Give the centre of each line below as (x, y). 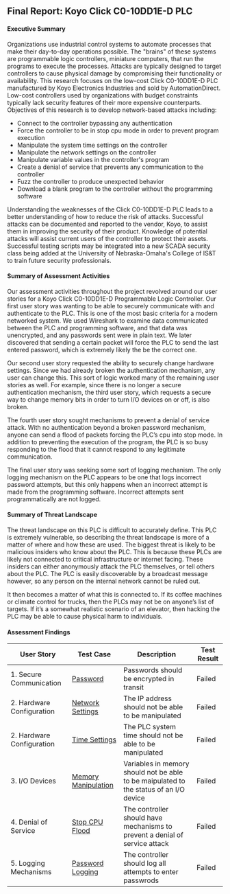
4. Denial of (29, 822)
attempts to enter (151, 872)
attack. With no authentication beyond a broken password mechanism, (107, 427)
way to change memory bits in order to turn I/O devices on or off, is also (108, 399)
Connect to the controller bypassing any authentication (94, 123)
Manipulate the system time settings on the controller (92, 145)
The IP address (148, 698)
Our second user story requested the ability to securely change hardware (111, 363)
